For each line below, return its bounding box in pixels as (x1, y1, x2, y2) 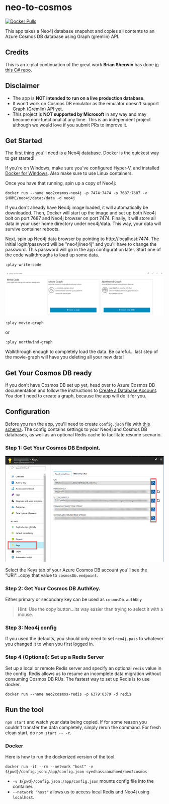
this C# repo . (5, 67, 32, 73)
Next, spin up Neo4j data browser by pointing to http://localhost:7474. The (5, 236, 159, 242)
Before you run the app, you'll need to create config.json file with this (5, 421, 150, 427)
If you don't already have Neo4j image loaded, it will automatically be (5, 204, 148, 211)
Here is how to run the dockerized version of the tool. (5, 753, 116, 760)
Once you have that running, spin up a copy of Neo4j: (5, 180, 117, 186)
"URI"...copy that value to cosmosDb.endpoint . (5, 572, 98, 578)
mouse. (17, 611, 34, 618)
